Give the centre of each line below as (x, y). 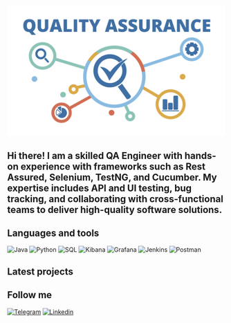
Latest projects (40, 271)
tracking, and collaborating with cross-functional (115, 199)
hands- (200, 155)
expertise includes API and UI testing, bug (100, 188)
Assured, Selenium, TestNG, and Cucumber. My (112, 177)
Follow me (30, 295)
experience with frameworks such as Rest (113, 166)
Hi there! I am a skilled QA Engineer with (95, 155)
